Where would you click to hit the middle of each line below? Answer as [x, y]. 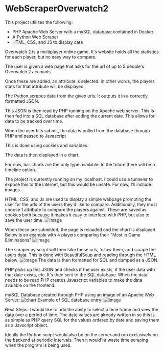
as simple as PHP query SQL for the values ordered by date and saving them [82, 320]
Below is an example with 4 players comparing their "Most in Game [73, 235]
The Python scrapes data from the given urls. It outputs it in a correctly [77, 96]
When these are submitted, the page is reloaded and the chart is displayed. [81, 230]
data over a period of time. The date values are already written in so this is [80, 315]
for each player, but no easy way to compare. [51, 57]
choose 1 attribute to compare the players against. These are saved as [76, 209]
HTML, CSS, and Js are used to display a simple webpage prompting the [78, 199]
